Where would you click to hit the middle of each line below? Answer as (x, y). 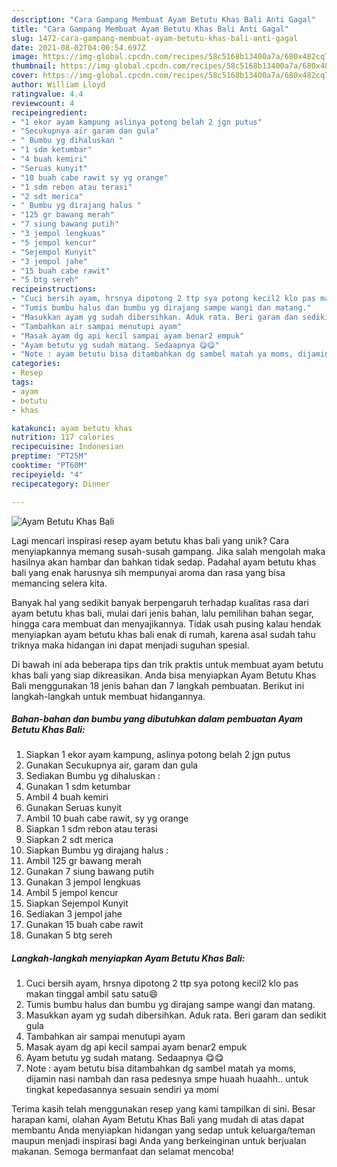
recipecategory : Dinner (61, 484)
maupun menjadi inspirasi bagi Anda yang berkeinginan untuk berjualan (159, 1141)
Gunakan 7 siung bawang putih (89, 872)
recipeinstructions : (54, 289)
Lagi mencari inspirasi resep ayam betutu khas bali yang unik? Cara (150, 540)
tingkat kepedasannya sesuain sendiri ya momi (122, 1090)
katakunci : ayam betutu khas (72, 428)
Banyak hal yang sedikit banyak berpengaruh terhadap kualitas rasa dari (160, 602)
